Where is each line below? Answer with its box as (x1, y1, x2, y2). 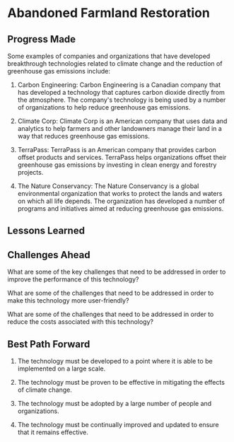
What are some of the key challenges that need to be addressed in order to (7, 267, 226, 277)
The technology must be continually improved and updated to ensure (17, 421, 219, 429)
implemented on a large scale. (17, 364, 106, 373)
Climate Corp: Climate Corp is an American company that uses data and (17, 117, 228, 125)
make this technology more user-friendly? (7, 296, 129, 305)
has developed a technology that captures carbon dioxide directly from (17, 88, 225, 96)
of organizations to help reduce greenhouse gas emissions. (17, 103, 191, 111)
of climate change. (17, 385, 72, 394)
